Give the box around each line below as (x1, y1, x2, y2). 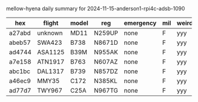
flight (43, 19, 59, 27)
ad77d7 (9, 87, 31, 94)
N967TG (94, 87, 118, 94)
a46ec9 (9, 77, 31, 85)
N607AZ (94, 58, 118, 65)
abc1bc (9, 67, 31, 75)
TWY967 (37, 87, 63, 94)
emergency (123, 19, 157, 27)
